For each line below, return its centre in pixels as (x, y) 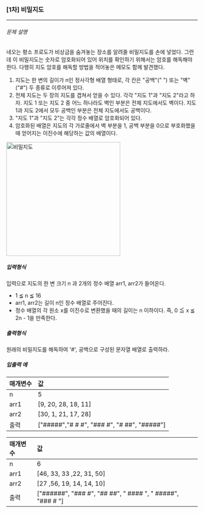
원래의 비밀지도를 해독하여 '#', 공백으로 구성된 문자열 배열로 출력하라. (88, 350)
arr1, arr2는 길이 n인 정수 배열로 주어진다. (64, 303)
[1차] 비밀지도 (25, 9)
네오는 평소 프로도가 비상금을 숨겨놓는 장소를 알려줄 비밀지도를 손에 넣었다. (95, 52)
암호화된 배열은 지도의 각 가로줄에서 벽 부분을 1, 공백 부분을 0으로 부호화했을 (105, 125)
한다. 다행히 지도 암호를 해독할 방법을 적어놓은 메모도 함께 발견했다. (86, 67)
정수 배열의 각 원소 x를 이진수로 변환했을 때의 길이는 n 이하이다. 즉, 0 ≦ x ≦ (105, 310)
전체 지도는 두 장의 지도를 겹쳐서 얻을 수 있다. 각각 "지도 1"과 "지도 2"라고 (102, 95)
